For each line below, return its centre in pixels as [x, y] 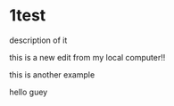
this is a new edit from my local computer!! [87, 57]
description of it [38, 40]
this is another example [52, 74]
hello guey [29, 92]
